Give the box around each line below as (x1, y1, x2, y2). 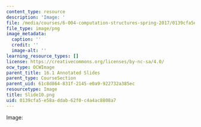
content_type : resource (6, 8, 66, 15)
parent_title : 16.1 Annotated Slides (6, 70, 100, 76)
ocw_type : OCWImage (6, 64, 55, 70)
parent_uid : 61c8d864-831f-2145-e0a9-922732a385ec (6, 81, 135, 87)
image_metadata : (6, 31, 47, 37)
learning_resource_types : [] (6, 53, 79, 59)
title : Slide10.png (6, 92, 55, 98)
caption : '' (11, 36, 42, 42)
